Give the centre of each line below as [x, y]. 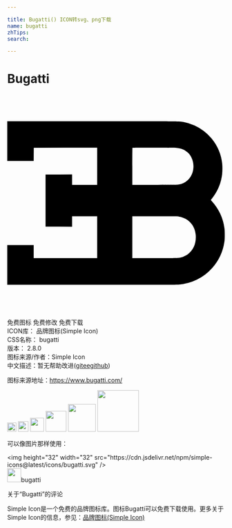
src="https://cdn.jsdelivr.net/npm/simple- [153, 458]
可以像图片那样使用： [37, 444]
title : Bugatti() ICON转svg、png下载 [59, 19]
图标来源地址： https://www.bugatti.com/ [65, 380]
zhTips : [18, 32]
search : [18, 39]
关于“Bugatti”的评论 [35, 494]
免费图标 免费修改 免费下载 [45, 322]
